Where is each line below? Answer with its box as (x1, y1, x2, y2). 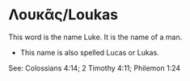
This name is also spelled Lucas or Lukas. (19, 47, 159, 57)
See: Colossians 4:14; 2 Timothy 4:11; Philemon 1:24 (8, 63, 181, 73)
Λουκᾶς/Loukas (8, 6, 119, 24)
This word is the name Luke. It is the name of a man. (8, 32, 183, 42)
